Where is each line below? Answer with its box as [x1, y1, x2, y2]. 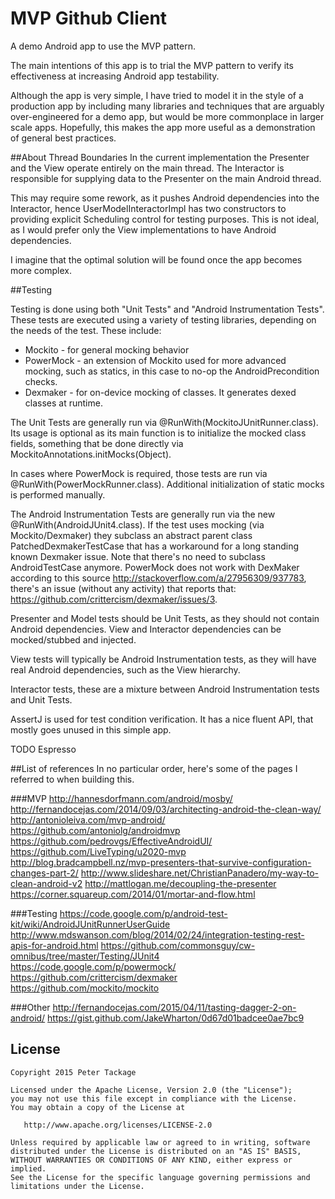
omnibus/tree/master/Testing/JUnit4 [10, 950, 160, 962]
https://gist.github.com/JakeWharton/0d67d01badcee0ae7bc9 [47, 1012, 305, 1024]
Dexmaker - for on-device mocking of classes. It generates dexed [24, 386, 297, 398]
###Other [10, 1001, 51, 1013]
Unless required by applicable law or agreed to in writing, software [10, 1137, 311, 1147]
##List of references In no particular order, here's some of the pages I [10, 762, 298, 774]
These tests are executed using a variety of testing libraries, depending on [10, 313, 317, 326]
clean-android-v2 [10, 877, 83, 889]
